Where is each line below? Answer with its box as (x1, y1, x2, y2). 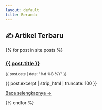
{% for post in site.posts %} (5, 47, 63, 53)
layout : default (5, 7, 39, 13)
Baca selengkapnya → (5, 90, 52, 96)
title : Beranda (5, 12, 37, 17)
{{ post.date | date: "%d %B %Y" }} (5, 71, 67, 76)
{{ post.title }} (5, 60, 40, 67)
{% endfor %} (5, 99, 34, 106)
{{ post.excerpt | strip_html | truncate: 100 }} (5, 80, 97, 86)
